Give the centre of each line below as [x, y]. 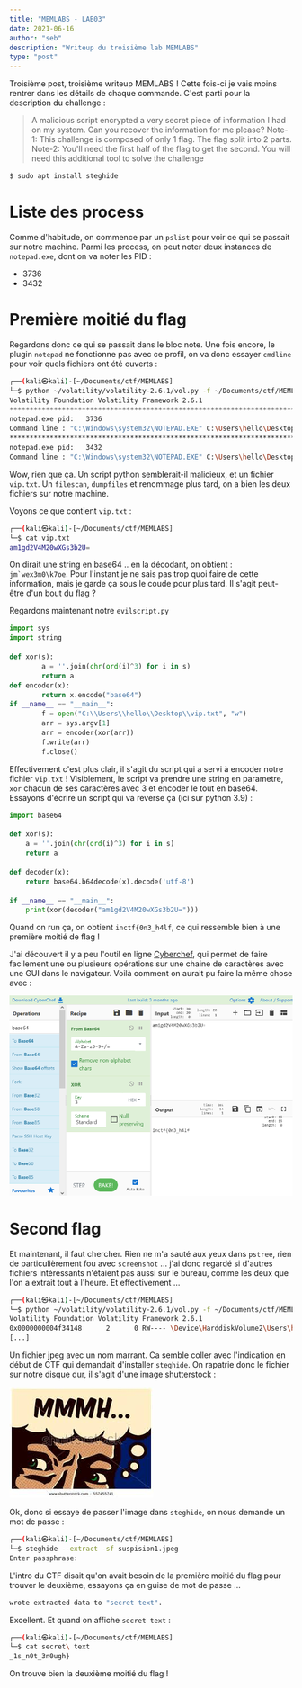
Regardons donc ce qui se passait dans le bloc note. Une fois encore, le [142, 344]
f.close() [60, 751]
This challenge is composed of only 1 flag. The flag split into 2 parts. [165, 139]
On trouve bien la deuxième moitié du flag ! [89, 1674]
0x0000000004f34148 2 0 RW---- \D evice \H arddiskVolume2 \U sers [148, 1329]
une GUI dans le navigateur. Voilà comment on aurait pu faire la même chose [151, 974]
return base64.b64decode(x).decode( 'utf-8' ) [110, 882]
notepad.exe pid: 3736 [56, 419]
